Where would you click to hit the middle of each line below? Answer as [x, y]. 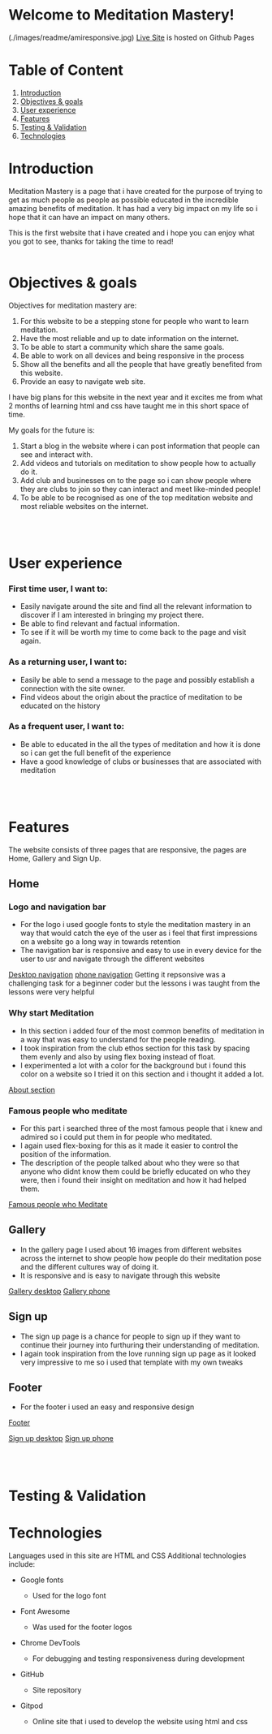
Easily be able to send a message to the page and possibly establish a [137, 679]
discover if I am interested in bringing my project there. [112, 615]
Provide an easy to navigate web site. [83, 381]
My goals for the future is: [52, 430]
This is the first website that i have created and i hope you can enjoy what [132, 232]
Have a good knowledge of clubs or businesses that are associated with [140, 761]
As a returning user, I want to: [68, 662]
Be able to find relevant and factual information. [100, 623]
